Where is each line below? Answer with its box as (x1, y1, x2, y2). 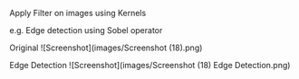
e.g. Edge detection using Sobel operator (9, 25, 163, 35)
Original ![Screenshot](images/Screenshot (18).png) (9, 42, 203, 53)
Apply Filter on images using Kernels (9, 8, 147, 18)
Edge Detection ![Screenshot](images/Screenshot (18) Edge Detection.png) (9, 60, 291, 70)
